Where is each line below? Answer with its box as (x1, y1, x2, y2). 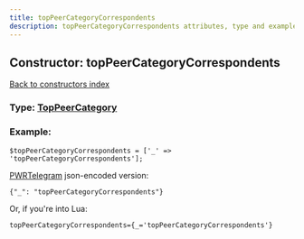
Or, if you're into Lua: (9, 203, 88, 214)
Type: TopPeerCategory (9, 101, 118, 114)
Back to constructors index (9, 78, 110, 90)
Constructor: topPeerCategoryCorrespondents (9, 55, 280, 70)
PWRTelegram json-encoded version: (9, 170, 149, 180)
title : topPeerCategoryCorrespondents (9, 13, 156, 23)
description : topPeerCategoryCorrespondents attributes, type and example (9, 22, 298, 31)
